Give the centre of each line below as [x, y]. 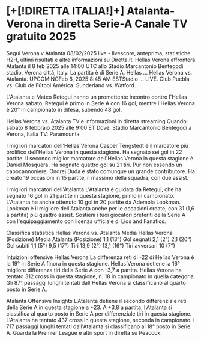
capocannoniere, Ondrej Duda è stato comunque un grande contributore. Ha [100, 171]
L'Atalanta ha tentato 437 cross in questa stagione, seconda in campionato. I [100, 320]
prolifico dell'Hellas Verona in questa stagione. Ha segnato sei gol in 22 [94, 152]
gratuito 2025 [41, 37]
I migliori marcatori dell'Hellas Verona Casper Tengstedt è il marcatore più [97, 145]
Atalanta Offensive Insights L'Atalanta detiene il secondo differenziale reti [96, 301]
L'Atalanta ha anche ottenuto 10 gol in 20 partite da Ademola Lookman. [94, 202]
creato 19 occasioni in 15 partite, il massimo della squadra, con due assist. [97, 177]
